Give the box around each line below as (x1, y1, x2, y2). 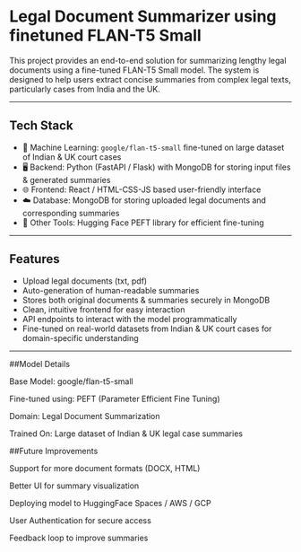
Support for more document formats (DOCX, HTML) (9, 462, 201, 473)
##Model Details (9, 358, 70, 369)
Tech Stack (9, 118, 73, 134)
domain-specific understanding (21, 332, 139, 343)
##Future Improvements (9, 445, 99, 456)
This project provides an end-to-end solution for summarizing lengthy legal (9, 55, 287, 66)
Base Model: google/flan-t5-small (9, 375, 133, 387)
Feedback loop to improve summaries (9, 532, 149, 543)
